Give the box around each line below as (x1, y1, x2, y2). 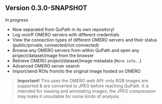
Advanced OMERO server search (12, 63, 80, 69)
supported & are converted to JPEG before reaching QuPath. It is (17, 83, 149, 89)
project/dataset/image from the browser (12, 52, 94, 58)
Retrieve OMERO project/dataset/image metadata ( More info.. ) (12, 57, 142, 63)
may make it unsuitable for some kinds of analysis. (17, 93, 121, 99)
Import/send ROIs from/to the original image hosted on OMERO (12, 68, 141, 74)
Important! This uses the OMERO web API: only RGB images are (17, 78, 148, 83)
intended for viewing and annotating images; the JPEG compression (17, 88, 156, 94)
